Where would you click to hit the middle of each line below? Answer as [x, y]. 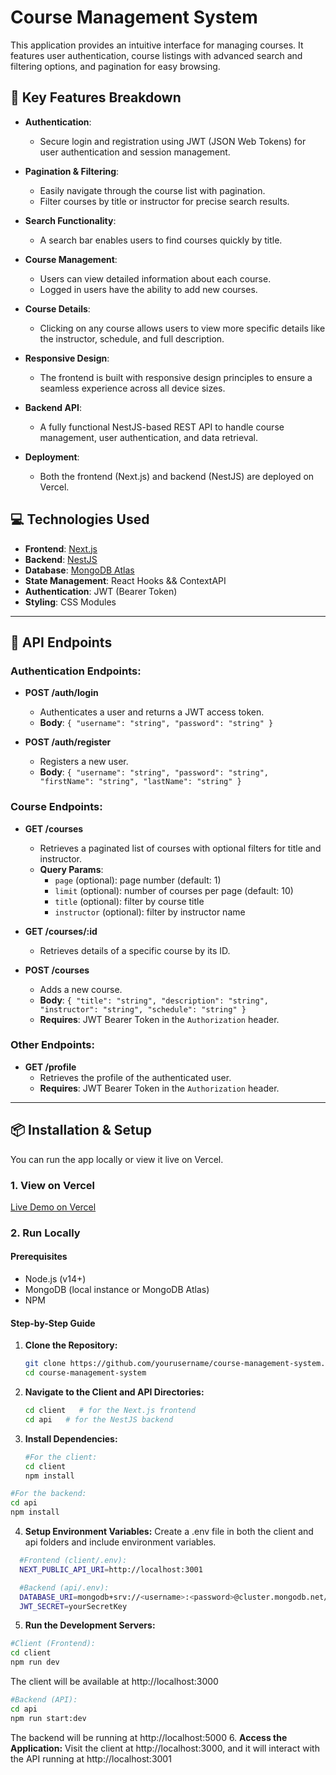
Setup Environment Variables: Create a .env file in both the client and [169, 1532]
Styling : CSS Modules [70, 602]
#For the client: [61, 1457]
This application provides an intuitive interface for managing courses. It [157, 45]
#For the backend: [48, 1494]
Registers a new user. [84, 762]
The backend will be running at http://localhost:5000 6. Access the [149, 1737]
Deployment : [52, 457]
